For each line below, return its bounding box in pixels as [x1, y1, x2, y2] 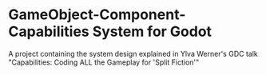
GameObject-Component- [8, 6, 186, 24]
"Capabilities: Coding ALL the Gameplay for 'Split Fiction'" [8, 57, 200, 67]
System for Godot [92, 22, 212, 41]
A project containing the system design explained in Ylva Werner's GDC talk [8, 49, 258, 58]
